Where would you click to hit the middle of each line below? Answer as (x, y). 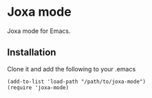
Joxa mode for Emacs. (39, 31)
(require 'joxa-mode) (38, 87)
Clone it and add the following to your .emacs (72, 69)
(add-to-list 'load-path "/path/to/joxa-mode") (77, 82)
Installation (32, 52)
